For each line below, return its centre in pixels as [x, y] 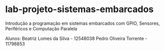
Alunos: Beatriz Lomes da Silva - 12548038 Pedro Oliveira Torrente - [76, 38]
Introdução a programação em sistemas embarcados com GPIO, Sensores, [82, 23]
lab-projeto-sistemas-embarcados [79, 9]
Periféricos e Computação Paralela [41, 28]
